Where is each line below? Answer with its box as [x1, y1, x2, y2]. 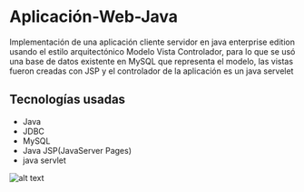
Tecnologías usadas [9, 92, 125, 107]
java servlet [22, 155, 66, 166]
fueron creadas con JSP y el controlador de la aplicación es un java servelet [9, 66, 294, 76]
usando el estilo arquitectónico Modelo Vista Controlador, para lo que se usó [9, 45, 296, 56]
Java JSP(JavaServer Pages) [22, 145, 132, 156]
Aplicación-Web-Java [9, 6, 179, 27]
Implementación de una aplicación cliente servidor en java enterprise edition [9, 36, 295, 47]
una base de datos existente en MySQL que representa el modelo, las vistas [9, 56, 293, 66]
